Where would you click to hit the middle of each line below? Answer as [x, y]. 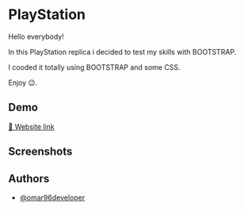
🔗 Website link [32, 126]
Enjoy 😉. [23, 82]
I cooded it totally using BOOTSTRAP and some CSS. [94, 67]
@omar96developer [52, 197]
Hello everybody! [36, 36]
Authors [29, 179]
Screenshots [40, 152]
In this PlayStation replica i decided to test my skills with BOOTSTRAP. [122, 52]
